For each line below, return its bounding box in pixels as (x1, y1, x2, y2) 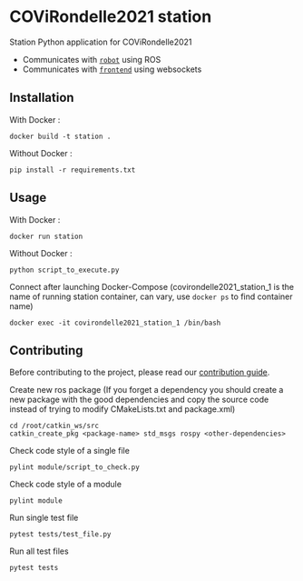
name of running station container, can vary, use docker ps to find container (9, 291, 293, 302)
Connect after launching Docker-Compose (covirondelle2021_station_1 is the (9, 281, 295, 292)
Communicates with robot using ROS (22, 54, 161, 65)
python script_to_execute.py (9, 265, 120, 275)
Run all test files (9, 546, 70, 556)
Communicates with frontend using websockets (22, 64, 202, 75)
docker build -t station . (9, 132, 112, 141)
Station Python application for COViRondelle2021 (9, 36, 192, 47)
